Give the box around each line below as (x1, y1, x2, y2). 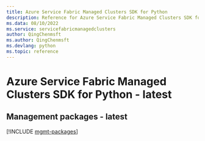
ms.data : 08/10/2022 (6, 20, 59, 26)
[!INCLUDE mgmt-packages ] (6, 128, 78, 135)
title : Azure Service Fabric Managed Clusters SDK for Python (6, 9, 168, 15)
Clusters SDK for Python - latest (6, 88, 172, 101)
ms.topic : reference (6, 49, 59, 55)
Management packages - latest (6, 112, 128, 122)
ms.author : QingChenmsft (6, 37, 70, 43)
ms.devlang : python (6, 43, 56, 49)
